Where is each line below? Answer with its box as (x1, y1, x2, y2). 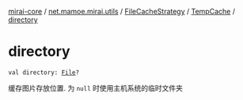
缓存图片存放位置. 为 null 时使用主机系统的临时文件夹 (8, 83, 184, 93)
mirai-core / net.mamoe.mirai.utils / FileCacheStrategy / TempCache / (8, 7, 236, 16)
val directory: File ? (8, 69, 80, 76)
